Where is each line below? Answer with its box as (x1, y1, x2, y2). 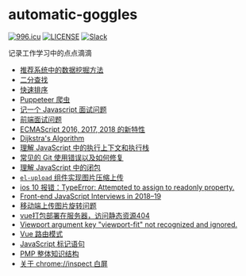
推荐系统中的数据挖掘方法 (19, 65, 104, 75)
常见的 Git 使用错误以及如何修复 (19, 152, 125, 162)
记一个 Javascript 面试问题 (19, 105, 107, 114)
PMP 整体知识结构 (19, 248, 79, 259)
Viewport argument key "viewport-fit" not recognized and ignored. (19, 220, 238, 229)
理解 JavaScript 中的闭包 (19, 163, 101, 172)
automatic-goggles (8, 6, 138, 24)
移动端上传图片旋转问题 (19, 201, 97, 210)
